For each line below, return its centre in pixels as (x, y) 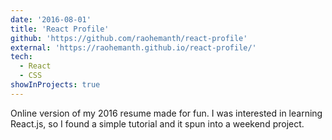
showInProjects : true (55, 85)
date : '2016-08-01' (51, 19)
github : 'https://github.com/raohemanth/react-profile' (129, 38)
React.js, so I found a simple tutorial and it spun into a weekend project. (157, 123)
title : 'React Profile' (60, 29)
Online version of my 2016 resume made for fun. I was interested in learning (166, 113)
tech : (21, 57)
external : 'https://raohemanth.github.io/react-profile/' (133, 47)
